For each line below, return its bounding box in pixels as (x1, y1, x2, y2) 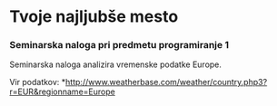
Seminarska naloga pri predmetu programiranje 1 (9, 39, 230, 52)
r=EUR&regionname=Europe (9, 86, 115, 97)
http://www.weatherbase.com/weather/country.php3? (64, 77, 268, 88)
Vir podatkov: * (9, 77, 66, 88)
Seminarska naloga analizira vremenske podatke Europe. (9, 59, 223, 70)
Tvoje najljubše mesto (9, 6, 179, 27)
